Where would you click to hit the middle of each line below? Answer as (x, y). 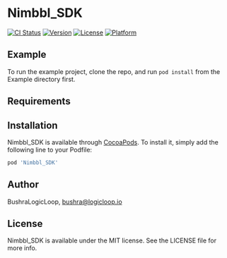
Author (23, 185)
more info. (22, 248)
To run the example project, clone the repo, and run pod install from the (114, 71)
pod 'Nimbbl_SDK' (33, 162)
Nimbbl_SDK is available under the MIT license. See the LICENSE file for (112, 240)
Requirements (39, 101)
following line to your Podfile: (50, 149)
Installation (33, 125)
